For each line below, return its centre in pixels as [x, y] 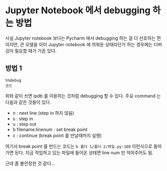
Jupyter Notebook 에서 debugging [78, 10]
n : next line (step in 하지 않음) [43, 113]
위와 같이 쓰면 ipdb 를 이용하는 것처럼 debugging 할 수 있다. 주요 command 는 [83, 96]
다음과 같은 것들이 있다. [28, 102]
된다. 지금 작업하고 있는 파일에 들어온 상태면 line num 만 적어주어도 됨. [84, 152]
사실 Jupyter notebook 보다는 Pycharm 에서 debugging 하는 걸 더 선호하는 [80, 38]
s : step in [23, 118]
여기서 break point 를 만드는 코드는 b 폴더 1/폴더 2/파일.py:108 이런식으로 [79, 146]
